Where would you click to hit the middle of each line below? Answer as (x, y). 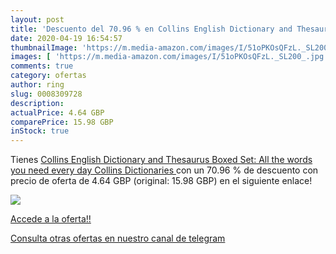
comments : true (42, 66)
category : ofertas (48, 76)
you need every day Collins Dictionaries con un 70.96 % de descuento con (164, 170)
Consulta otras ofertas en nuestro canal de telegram (118, 238)
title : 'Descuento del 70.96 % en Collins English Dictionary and (151, 29)
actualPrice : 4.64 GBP (57, 112)
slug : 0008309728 (46, 94)
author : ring (37, 85)
